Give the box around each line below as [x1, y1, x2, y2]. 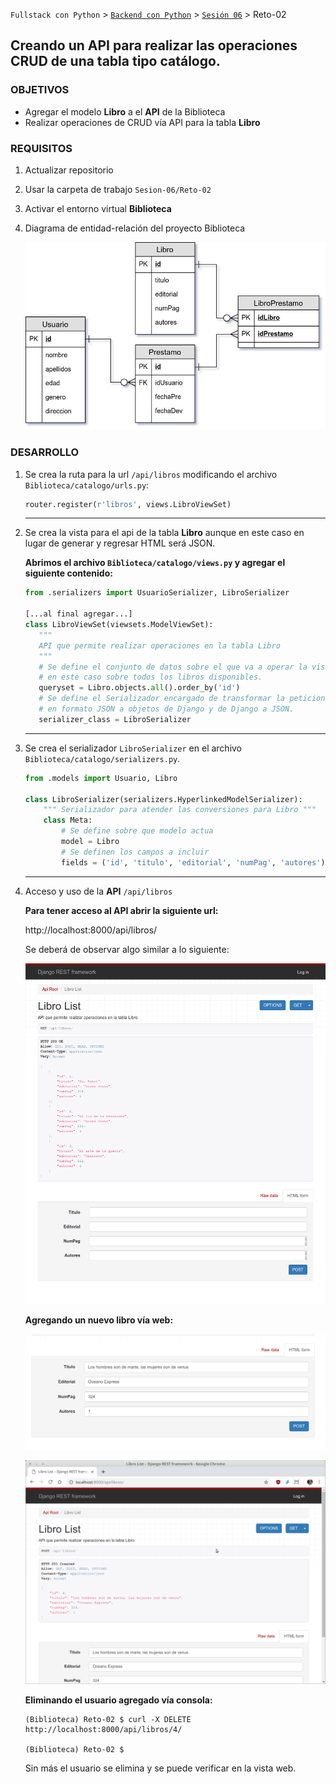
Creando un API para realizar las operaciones [10, 37, 298, 54]
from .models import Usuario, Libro [24, 773, 178, 783]
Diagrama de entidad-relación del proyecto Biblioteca [24, 222, 246, 234]
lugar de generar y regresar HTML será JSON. [24, 537, 216, 549]
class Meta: [43, 815, 93, 826]
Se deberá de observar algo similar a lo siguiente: [24, 943, 230, 955]
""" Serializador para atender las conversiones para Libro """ [43, 805, 317, 815]
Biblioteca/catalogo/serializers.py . [24, 752, 181, 764]
